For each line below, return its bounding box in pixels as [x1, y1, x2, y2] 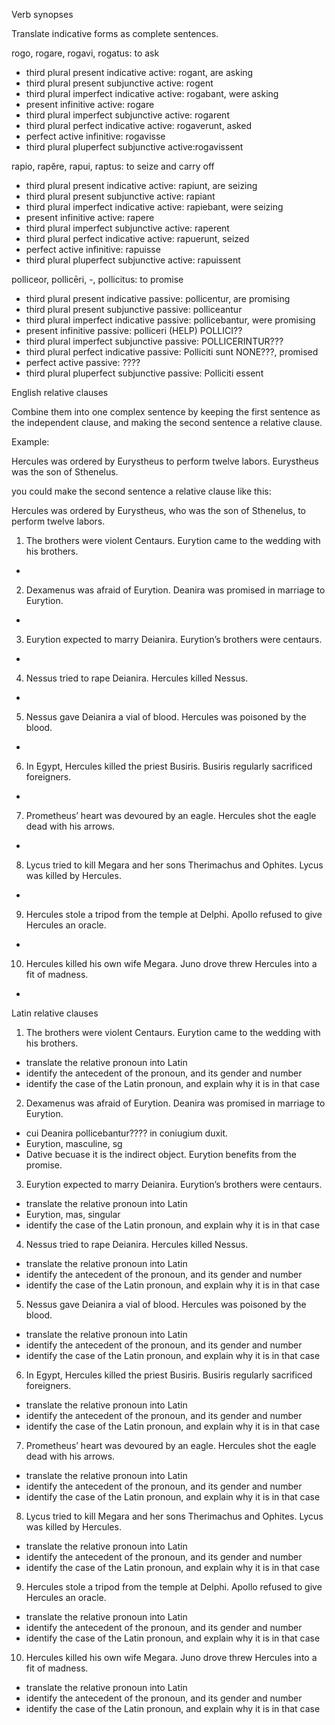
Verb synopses [11, 9, 74, 20]
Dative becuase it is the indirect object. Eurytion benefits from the [25, 1149, 297, 1160]
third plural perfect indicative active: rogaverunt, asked [25, 120, 252, 131]
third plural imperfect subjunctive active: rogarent [25, 109, 230, 121]
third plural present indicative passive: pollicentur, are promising [25, 293, 291, 304]
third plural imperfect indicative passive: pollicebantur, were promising [25, 314, 316, 326]
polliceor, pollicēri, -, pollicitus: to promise [11, 274, 184, 285]
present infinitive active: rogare [25, 99, 155, 110]
